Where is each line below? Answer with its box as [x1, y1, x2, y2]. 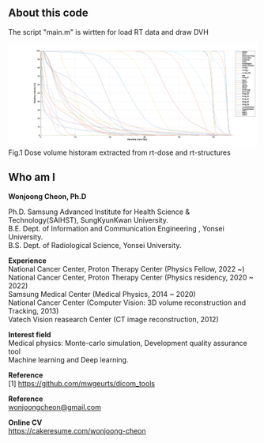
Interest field [8, 329, 51, 339]
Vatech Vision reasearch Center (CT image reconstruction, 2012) [8, 314, 219, 324]
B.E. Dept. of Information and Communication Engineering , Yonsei [8, 223, 225, 233]
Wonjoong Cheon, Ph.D [8, 191, 87, 201]
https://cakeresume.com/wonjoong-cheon [8, 426, 146, 435]
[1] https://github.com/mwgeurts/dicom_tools [8, 378, 156, 388]
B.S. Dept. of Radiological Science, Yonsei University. [8, 240, 182, 250]
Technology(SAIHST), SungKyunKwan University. [8, 215, 168, 224]
